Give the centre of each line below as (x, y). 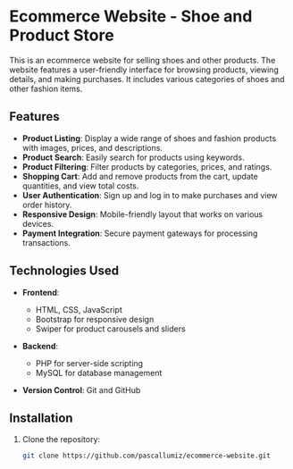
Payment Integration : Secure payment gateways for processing (140, 233)
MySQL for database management (99, 373)
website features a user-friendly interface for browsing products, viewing (144, 70)
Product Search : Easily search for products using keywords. (133, 157)
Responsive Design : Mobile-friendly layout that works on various (142, 214)
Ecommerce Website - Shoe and (131, 17)
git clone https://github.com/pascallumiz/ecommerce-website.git (146, 456)
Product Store (62, 35)
